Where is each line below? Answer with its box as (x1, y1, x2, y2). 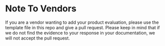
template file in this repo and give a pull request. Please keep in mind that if (5, 24, 160, 30)
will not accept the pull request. (5, 35, 70, 41)
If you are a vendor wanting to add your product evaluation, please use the (5, 19, 159, 25)
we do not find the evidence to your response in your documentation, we (5, 30, 155, 36)
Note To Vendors (5, 3, 76, 14)
